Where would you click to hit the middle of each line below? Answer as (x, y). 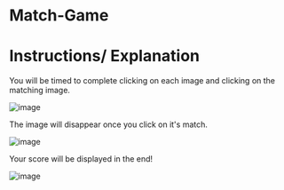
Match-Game (59, 16)
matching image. (40, 91)
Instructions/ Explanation (105, 56)
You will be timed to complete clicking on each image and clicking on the (142, 81)
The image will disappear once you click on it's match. (109, 124)
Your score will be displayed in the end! (81, 159)
